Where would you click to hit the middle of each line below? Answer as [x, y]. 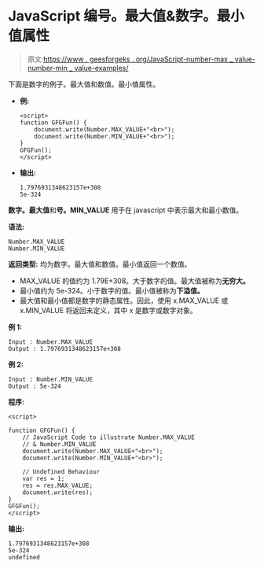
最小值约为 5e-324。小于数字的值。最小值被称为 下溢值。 [112, 290]
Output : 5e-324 [35, 386]
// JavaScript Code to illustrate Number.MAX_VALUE [108, 437]
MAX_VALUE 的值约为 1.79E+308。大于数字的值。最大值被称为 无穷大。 [134, 281]
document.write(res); [57, 492]
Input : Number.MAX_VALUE [50, 342]
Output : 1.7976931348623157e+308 [65, 349]
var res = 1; [44, 478]
